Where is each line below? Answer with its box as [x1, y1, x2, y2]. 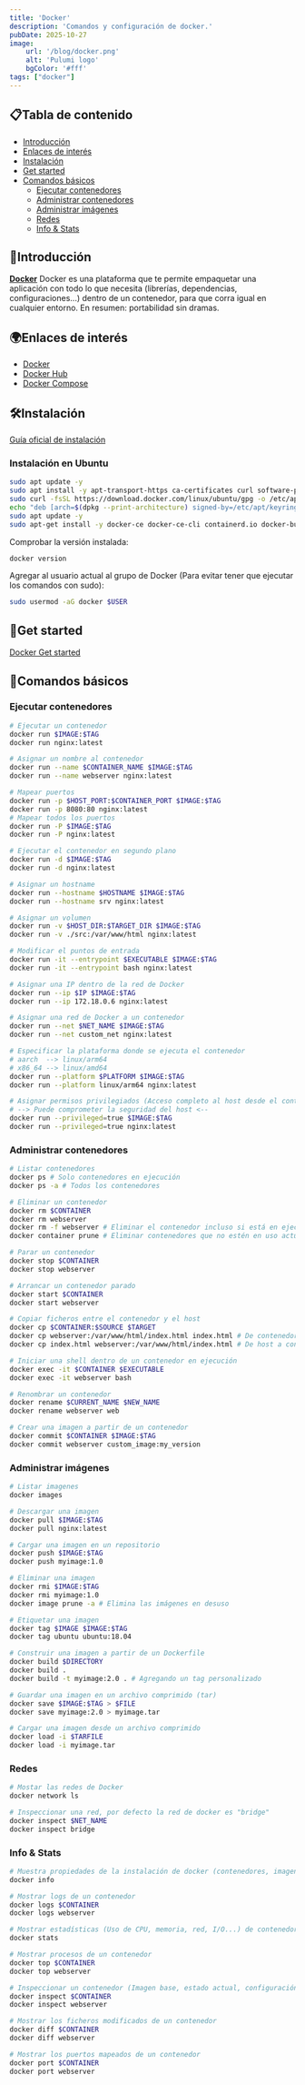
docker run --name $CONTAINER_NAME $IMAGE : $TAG [9, 763, 193, 772]
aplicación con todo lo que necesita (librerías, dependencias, [9, 283, 238, 294]
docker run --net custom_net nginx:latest [9, 1030, 172, 1040]
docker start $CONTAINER [9, 1289, 103, 1299]
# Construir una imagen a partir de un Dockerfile [9, 1648, 205, 1658]
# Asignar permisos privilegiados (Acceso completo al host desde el [9, 1097, 279, 1106]
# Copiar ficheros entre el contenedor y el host [9, 1314, 202, 1324]
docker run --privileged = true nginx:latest [9, 1123, 177, 1132]
